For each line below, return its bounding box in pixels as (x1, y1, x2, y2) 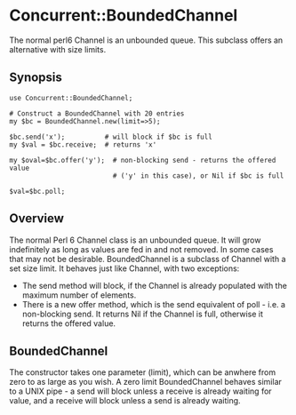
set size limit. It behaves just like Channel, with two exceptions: (9, 263, 240, 274)
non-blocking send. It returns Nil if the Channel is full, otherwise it (21, 308, 264, 319)
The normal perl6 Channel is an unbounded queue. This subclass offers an (9, 35, 284, 45)
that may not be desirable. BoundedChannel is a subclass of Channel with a (9, 253, 286, 264)
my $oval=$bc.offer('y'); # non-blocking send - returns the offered (9, 156, 276, 164)
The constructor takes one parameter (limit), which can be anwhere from (9, 367, 276, 378)
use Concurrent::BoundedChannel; (9, 93, 133, 102)
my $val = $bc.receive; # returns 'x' (9, 140, 157, 149)
